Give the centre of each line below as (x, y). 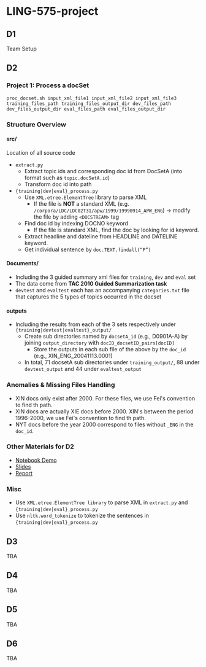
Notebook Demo (36, 460)
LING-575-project (52, 11)
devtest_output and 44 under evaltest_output (83, 369)
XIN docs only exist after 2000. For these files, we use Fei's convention (105, 398)
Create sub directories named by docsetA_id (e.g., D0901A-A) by (106, 337)
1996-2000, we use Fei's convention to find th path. (80, 418)
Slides (23, 466)
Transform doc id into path (58, 184)
